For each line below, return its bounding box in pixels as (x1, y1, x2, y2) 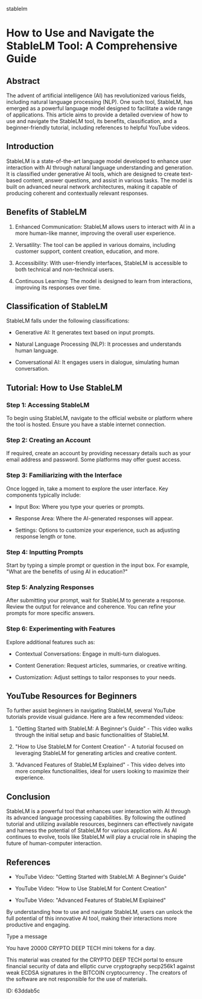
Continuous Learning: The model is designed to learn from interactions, (14, 277, 193, 284)
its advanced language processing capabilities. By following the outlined (6, 814, 186, 822)
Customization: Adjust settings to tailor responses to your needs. (14, 673, 176, 681)
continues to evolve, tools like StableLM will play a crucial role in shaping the (6, 833, 197, 841)
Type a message (6, 933, 48, 940)
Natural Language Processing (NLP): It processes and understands (14, 340, 182, 348)
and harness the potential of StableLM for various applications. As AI (6, 827, 177, 834)
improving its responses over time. (14, 284, 101, 291)
